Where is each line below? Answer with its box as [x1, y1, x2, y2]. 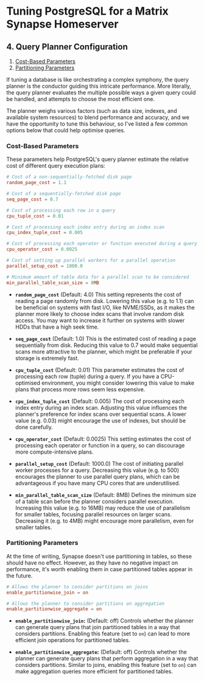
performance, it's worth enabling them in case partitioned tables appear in [6, 565, 193, 572]
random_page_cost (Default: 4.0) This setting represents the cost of [15, 291, 181, 298]
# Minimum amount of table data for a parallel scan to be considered [6, 274, 189, 280]
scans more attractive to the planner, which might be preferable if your [15, 348, 193, 355]
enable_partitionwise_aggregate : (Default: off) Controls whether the [15, 648, 187, 656]
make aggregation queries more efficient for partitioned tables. [15, 668, 174, 675]
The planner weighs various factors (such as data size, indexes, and [6, 107, 177, 114]
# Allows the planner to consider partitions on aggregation [6, 601, 165, 607]
